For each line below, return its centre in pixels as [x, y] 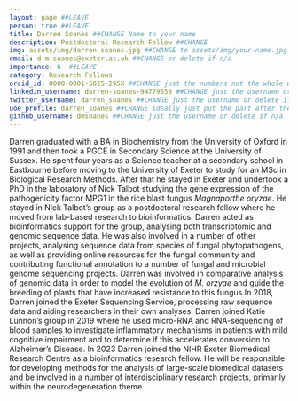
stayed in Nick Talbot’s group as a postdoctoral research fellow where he [142, 208]
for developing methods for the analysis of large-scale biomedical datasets [146, 368]
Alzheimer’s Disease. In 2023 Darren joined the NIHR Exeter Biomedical [140, 349]
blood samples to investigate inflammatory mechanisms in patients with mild [149, 330]
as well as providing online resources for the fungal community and [132, 255]
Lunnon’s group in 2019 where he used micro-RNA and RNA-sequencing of [146, 321]
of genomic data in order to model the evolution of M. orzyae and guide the [147, 283]
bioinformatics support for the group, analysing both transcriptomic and [141, 226]
